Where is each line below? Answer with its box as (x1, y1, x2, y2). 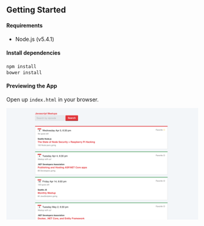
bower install (6, 69, 43, 75)
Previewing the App (6, 82, 58, 90)
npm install (6, 63, 37, 69)
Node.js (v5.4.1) (15, 35, 55, 43)
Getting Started (6, 5, 66, 15)
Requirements (6, 21, 43, 29)
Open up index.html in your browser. (6, 96, 99, 103)
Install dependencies (6, 49, 61, 56)
